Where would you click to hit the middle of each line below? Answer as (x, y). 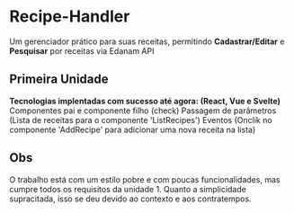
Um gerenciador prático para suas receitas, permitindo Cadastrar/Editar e (147, 41)
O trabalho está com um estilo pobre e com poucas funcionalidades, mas (145, 179)
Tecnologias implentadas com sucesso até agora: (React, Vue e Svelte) (145, 101)
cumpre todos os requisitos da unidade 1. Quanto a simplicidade (128, 189)
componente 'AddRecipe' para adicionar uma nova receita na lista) (133, 129)
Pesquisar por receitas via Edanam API (82, 50)
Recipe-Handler (70, 17)
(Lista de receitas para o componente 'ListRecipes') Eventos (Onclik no (141, 120)
